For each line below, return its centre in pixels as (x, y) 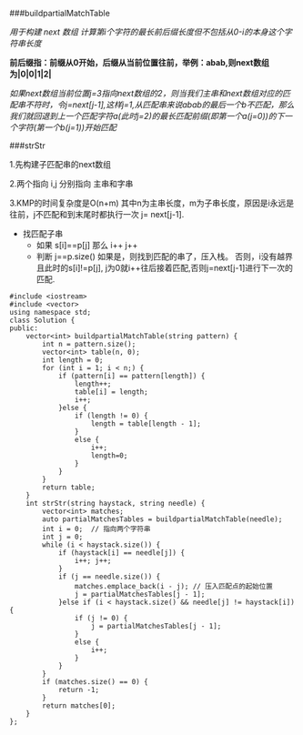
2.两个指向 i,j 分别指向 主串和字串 (71, 184)
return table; (69, 488)
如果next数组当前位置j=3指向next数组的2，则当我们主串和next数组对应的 (146, 93)
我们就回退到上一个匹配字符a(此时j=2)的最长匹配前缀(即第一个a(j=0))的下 (147, 116)
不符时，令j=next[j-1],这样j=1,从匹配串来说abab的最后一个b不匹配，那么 (160, 105)
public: (24, 328)
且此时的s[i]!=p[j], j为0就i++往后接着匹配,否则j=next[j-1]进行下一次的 (164, 268)
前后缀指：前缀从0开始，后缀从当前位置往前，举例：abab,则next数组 (140, 62)
